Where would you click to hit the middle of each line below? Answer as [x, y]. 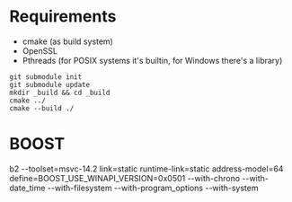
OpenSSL [40, 50]
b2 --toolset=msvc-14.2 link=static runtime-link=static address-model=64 [146, 169]
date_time [27, 188]
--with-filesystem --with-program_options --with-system [153, 188]
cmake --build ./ [42, 108]
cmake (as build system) [68, 41]
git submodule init [46, 77]
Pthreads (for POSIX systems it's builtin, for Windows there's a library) [152, 60]
